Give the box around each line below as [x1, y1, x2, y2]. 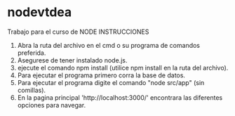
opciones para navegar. [17, 101, 86, 109]
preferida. [17, 49, 46, 57]
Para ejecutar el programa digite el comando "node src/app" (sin [17, 78, 205, 86]
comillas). [17, 86, 46, 94]
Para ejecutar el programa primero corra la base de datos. [17, 71, 186, 79]
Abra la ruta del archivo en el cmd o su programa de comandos [17, 41, 201, 49]
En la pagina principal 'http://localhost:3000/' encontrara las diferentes [17, 93, 223, 102]
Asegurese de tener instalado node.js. [17, 56, 128, 64]
